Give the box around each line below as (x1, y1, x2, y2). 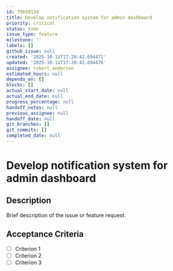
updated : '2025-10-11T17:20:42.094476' (6, 59, 107, 65)
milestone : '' (6, 37, 42, 43)
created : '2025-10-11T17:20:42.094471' (6, 54, 107, 60)
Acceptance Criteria (6, 229, 84, 240)
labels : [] (6, 43, 34, 49)
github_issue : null (6, 48, 55, 54)
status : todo (6, 25, 39, 32)
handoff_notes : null (6, 104, 58, 111)
